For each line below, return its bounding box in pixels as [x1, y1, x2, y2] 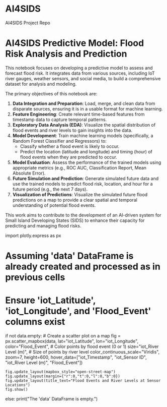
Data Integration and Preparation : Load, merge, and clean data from [12, 100, 155, 106]
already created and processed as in [5, 261, 161, 272]
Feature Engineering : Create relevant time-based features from [12, 111, 145, 117]
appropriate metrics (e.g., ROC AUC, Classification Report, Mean [12, 164, 147, 170]
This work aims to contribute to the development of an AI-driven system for [5, 212, 161, 218]
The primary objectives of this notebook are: [5, 90, 98, 96]
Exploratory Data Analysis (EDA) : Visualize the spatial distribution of [12, 122, 156, 128]
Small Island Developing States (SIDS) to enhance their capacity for [5, 217, 145, 223]
